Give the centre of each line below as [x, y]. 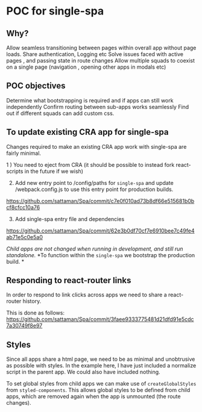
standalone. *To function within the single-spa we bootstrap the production [101, 255]
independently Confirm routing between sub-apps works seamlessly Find [98, 107]
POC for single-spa [55, 11]
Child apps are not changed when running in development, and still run [95, 249]
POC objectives [36, 86]
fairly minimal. [24, 153]
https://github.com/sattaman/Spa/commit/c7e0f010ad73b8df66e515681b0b [100, 201]
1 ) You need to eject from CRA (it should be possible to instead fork [90, 164]
